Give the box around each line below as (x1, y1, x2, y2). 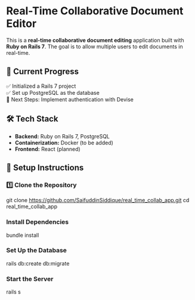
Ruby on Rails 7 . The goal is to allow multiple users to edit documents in (6, 43, 183, 50)
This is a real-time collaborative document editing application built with (6, 36, 184, 44)
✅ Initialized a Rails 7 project (6, 82, 76, 89)
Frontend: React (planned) (14, 145, 81, 153)
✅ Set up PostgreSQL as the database (6, 89, 100, 96)
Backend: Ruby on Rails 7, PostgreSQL (14, 132, 110, 140)
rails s (6, 288, 21, 296)
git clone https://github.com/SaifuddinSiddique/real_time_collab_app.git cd (6, 197, 190, 204)
